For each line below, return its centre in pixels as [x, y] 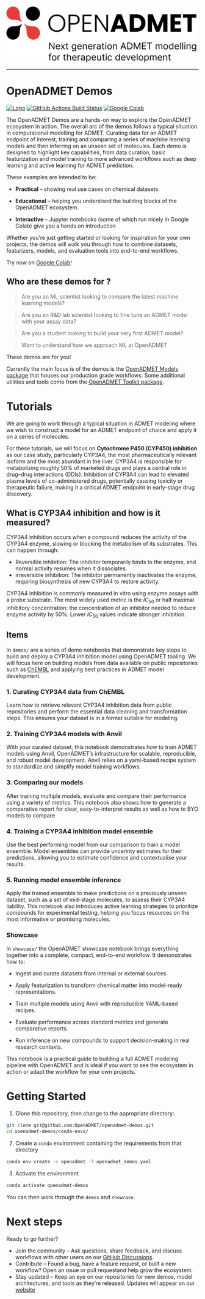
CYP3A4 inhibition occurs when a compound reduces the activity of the [97, 537]
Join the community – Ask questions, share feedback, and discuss [98, 1251]
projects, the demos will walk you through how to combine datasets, [92, 244]
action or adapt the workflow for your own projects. [71, 1071]
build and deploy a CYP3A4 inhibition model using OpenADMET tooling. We [101, 656]
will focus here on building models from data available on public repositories [102, 663]
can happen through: [33, 550]
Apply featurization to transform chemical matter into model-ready [99, 985]
